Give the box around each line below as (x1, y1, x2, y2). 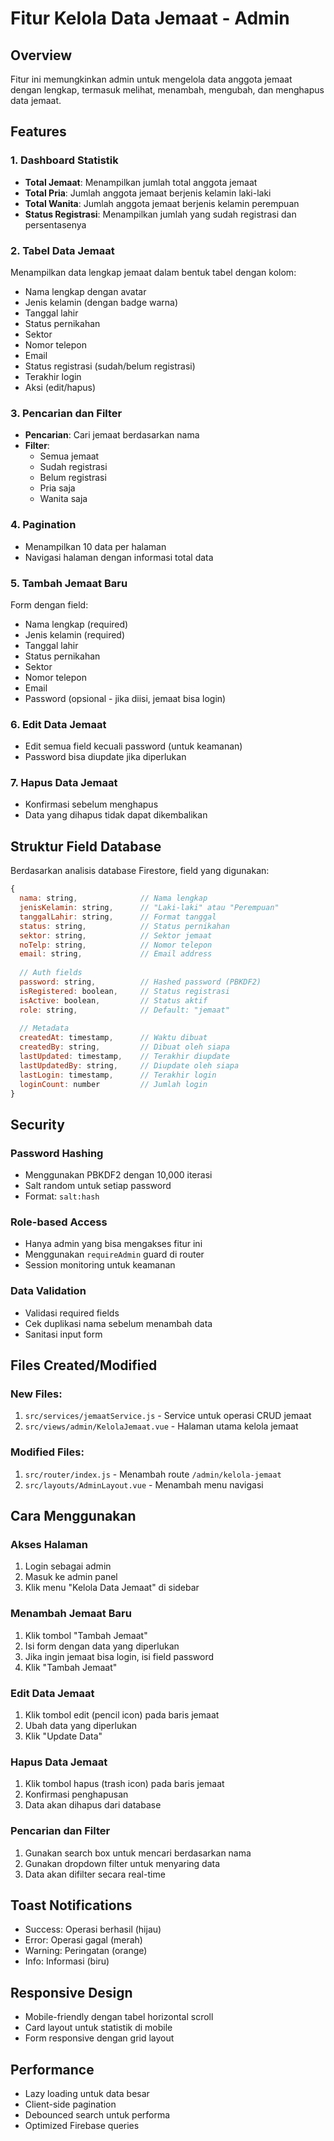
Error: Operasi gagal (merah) (24, 1934, 143, 1946)
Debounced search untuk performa (24, 2108, 171, 2121)
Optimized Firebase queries (24, 2119, 140, 2131)
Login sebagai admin (24, 1560, 112, 1572)
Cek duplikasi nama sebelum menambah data (24, 1317, 213, 1329)
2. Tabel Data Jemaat (10, 243, 115, 257)
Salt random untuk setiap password (24, 1180, 172, 1192)
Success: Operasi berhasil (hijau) (24, 1923, 162, 1936)
